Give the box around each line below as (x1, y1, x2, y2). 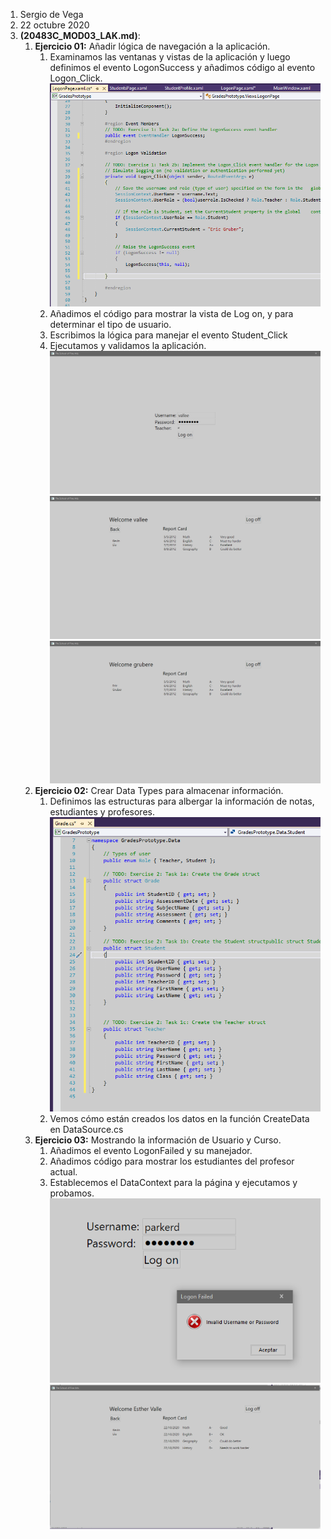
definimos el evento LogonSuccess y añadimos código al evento (49, 62, 316, 73)
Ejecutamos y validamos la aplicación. (49, 340, 207, 352)
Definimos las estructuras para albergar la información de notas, (49, 795, 315, 808)
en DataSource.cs (49, 1124, 124, 1136)
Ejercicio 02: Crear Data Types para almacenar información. (34, 785, 284, 797)
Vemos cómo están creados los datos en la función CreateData (49, 1113, 310, 1125)
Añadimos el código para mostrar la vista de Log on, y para (49, 308, 294, 320)
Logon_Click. (49, 72, 103, 84)
